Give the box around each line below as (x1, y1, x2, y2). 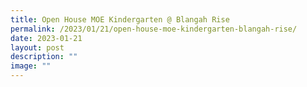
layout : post (10, 42, 65, 53)
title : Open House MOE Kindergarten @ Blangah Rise (10, 14, 230, 25)
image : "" (10, 61, 52, 71)
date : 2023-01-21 (10, 33, 83, 43)
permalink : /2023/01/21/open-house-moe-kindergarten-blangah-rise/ (10, 24, 298, 34)
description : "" (10, 52, 78, 62)
